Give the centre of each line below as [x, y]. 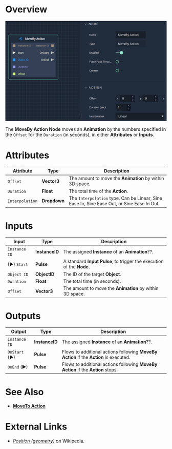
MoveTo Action [29, 406]
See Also [25, 392]
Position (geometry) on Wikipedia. [49, 441]
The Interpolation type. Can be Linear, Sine [115, 198]
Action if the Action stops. [90, 369]
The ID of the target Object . [92, 274]
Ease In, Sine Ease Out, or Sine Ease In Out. [114, 203]
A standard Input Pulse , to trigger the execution [113, 261]
